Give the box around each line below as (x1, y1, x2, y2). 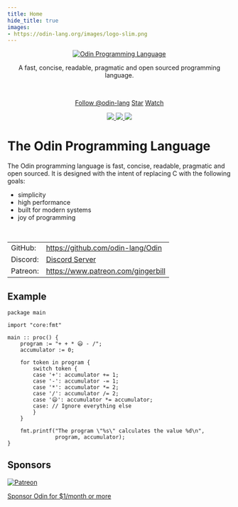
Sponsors (7, 459, 51, 471)
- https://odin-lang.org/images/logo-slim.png (7, 30, 148, 38)
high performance (17, 198, 71, 207)
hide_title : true (7, 17, 59, 24)
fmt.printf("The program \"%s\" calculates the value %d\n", (20, 427, 205, 434)
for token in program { (20, 359, 91, 366)
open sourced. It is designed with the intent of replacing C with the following (7, 169, 231, 178)
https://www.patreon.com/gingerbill (45, 266, 166, 276)
